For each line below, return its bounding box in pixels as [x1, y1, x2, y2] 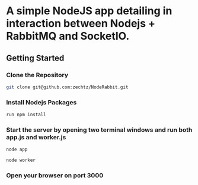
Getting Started [6, 53, 65, 63]
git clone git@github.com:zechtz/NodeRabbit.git [6, 84, 129, 90]
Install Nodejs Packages [6, 98, 77, 106]
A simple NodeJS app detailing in [6, 4, 173, 18]
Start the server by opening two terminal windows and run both [6, 126, 193, 134]
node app [6, 146, 28, 152]
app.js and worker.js [6, 133, 66, 141]
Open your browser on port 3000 [6, 171, 104, 179]
